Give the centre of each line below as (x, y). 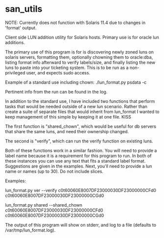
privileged (15, 72)
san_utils (24, 9)
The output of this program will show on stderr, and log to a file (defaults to (81, 225)
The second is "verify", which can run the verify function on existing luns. (79, 141)
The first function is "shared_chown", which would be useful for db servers (81, 126)
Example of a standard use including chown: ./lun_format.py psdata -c (76, 82)
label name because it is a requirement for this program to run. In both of (78, 156)
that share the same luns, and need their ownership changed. (67, 131)
